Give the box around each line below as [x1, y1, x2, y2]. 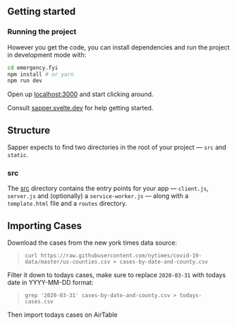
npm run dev [7, 77, 42, 84]
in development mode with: [7, 50, 87, 59]
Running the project [7, 27, 77, 37]
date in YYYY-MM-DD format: [7, 279, 94, 287]
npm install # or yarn [7, 71, 74, 78]
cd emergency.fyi [7, 64, 59, 71]
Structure [7, 124, 51, 136]
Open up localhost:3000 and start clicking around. [7, 90, 154, 98]
